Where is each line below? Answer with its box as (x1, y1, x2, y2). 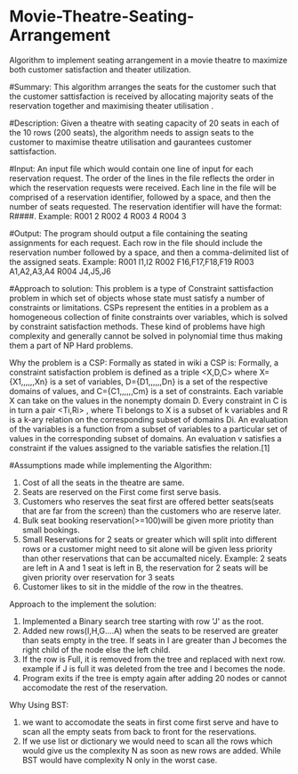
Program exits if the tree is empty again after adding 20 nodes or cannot (21, 672, 287, 683)
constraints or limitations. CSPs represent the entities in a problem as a (9, 301, 270, 313)
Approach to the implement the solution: (9, 598, 157, 609)
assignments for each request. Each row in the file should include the (9, 237, 263, 248)
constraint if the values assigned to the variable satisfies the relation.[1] (9, 442, 270, 453)
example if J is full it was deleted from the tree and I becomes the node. (21, 663, 286, 674)
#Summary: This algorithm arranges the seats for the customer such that (9, 81, 277, 92)
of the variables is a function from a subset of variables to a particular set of (9, 424, 288, 434)
